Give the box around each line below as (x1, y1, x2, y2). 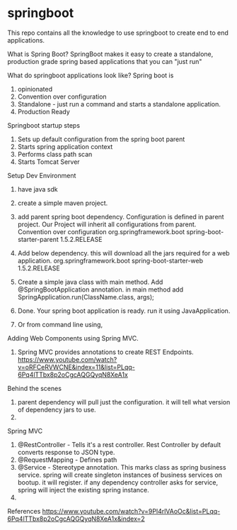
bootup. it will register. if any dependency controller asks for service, (17, 477, 219, 487)
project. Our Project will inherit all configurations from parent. (17, 220, 197, 228)
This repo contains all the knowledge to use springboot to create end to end (7, 28, 229, 37)
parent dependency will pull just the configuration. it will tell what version (17, 397, 231, 406)
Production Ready (17, 107, 71, 116)
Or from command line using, (17, 320, 103, 329)
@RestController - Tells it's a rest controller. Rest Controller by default (17, 440, 221, 448)
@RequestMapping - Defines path (17, 456, 117, 464)
